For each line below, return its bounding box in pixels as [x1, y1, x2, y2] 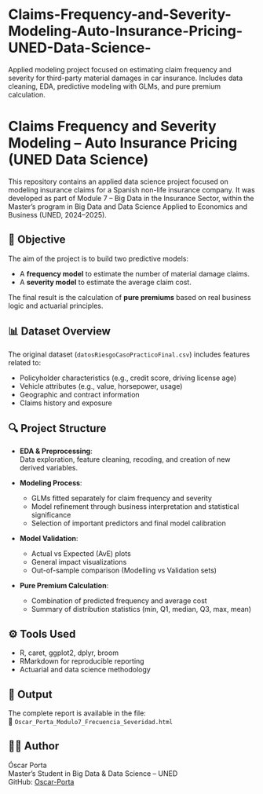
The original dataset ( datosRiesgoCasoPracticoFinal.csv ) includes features [8, 349, 250, 359]
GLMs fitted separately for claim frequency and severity [31, 493, 212, 503]
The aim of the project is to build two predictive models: [8, 254, 188, 263]
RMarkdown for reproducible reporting [19, 657, 144, 666]
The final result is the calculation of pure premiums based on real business [8, 292, 251, 302]
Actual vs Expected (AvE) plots [31, 549, 131, 558]
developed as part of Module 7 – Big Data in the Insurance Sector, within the [8, 193, 254, 203]
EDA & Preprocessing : [19, 446, 93, 456]
